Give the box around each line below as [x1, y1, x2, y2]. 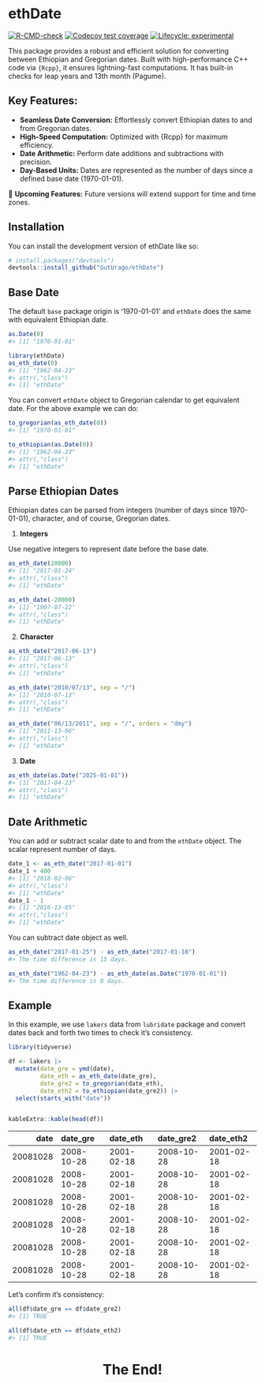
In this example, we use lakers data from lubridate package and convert [8, 1019, 246, 1030]
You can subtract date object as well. [8, 933, 129, 942]
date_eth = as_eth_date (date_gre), [39, 1072, 157, 1080]
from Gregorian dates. [19, 123, 92, 133]
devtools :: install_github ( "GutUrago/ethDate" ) [8, 264, 164, 272]
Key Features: [8, 94, 78, 107]
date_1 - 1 [8, 896, 44, 904]
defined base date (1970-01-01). [19, 174, 124, 183]
